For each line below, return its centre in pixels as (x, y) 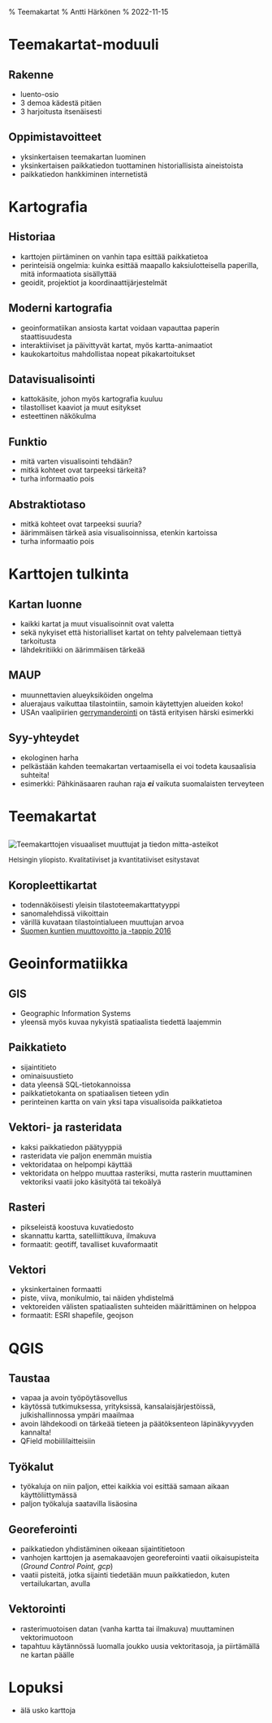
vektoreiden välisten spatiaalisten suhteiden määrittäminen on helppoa (138, 1307)
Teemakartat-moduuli (84, 45)
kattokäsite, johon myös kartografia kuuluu (91, 399)
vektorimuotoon (47, 1637)
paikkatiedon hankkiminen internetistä (84, 174)
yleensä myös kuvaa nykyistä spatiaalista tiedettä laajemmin (121, 1022)
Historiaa (32, 237)
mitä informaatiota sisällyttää (68, 274)
